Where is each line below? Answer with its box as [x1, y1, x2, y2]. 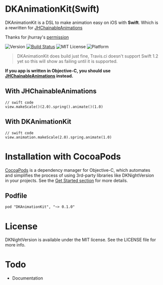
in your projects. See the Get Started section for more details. [5, 177, 128, 183]
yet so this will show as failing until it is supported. [17, 58, 118, 64]
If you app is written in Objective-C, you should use [5, 67, 111, 74]
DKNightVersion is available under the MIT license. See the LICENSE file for [5, 237, 156, 243]
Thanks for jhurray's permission [5, 34, 69, 40]
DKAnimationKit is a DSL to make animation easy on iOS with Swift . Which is [5, 20, 159, 25]
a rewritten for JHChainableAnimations [5, 24, 83, 30]
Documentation [12, 275, 43, 281]
